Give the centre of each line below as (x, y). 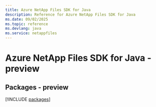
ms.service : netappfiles (31, 33)
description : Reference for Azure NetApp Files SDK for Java (70, 15)
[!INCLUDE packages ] (28, 99)
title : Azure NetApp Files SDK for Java (48, 10)
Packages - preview (37, 87)
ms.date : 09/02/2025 (27, 19)
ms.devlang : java (23, 29)
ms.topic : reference (27, 24)
